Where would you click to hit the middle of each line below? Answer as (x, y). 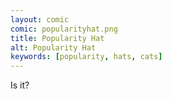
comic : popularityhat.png (64, 29)
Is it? (20, 85)
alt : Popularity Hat (53, 47)
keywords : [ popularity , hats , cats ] (86, 57)
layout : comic (40, 19)
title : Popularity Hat (57, 38)
